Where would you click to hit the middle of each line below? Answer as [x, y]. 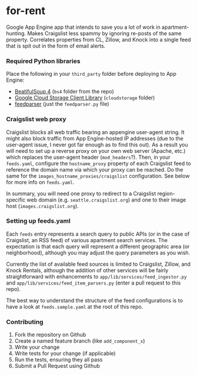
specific [16, 200]
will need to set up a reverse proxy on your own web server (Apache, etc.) [96, 150]
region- [166, 193]
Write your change [37, 347]
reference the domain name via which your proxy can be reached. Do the [95, 169]
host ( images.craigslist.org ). [43, 206]
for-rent [26, 11]
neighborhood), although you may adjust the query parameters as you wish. [98, 252]
